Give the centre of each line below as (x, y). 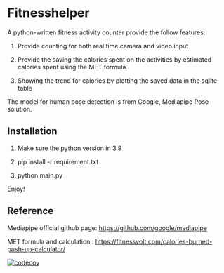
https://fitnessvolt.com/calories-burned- (154, 241)
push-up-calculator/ (36, 249)
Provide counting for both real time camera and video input (103, 46)
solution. (20, 109)
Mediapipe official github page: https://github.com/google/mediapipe (107, 228)
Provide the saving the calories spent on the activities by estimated (114, 59)
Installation (32, 131)
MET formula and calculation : (51, 241)
